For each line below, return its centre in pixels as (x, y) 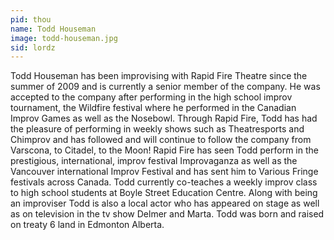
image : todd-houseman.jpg (64, 38)
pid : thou (31, 19)
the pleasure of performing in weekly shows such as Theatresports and (157, 129)
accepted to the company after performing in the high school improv (151, 97)
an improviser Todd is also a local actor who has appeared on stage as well (165, 203)
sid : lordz (33, 47)
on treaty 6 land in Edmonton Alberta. (87, 225)
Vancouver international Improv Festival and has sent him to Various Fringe (164, 172)
